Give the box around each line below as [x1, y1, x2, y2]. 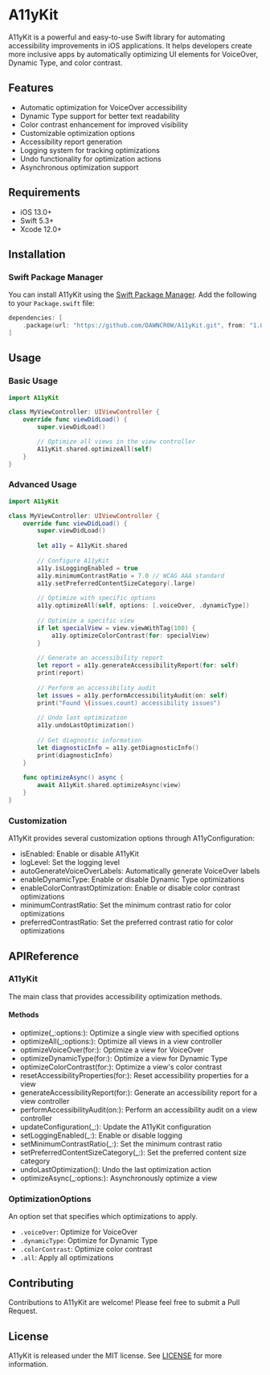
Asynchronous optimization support [19, 163, 139, 172]
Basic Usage [8, 376, 59, 387]
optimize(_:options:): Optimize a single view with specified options [19, 1028, 239, 1038]
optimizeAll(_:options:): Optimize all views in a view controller [19, 1036, 223, 1047]
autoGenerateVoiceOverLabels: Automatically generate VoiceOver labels [19, 867, 260, 876]
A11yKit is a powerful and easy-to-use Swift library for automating [8, 32, 226, 42]
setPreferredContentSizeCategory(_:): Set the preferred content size [19, 1148, 247, 1158]
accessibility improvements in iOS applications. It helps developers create [8, 40, 252, 50]
